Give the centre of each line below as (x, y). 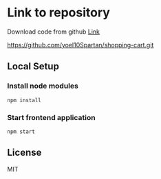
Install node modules (43, 86)
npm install (24, 100)
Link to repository (58, 13)
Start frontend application (51, 117)
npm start (21, 132)
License (24, 153)
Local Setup (33, 67)
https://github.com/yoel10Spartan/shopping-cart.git (80, 45)
